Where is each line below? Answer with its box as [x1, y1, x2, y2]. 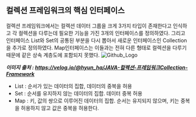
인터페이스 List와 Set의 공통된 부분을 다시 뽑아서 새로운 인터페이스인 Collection [6, 37, 187, 44]
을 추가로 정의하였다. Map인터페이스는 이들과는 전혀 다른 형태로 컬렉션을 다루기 [6, 44, 187, 51]
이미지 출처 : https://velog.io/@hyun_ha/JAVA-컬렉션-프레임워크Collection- [6, 64, 188, 71]
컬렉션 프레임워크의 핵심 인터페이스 [6, 5, 125, 16]
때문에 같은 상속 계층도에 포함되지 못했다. [6, 51, 100, 58]
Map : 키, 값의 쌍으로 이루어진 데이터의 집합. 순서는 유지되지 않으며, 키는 [14, 97, 180, 104]
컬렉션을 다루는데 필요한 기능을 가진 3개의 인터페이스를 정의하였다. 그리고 [18, 29, 185, 36]
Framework [6, 70, 35, 77]
